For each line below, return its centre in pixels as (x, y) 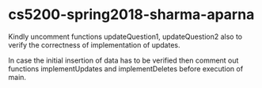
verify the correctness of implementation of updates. (94, 44)
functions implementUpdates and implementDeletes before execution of (126, 68)
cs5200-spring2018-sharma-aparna (131, 15)
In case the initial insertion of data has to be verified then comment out (123, 60)
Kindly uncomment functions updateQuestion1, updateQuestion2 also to (125, 36)
